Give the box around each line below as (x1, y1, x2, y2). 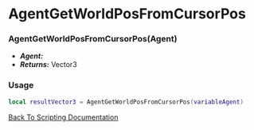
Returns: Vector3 (19, 60, 77, 69)
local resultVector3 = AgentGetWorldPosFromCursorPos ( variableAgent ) (8, 97, 244, 106)
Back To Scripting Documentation (8, 112, 119, 122)
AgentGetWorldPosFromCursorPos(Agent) (8, 33, 178, 45)
